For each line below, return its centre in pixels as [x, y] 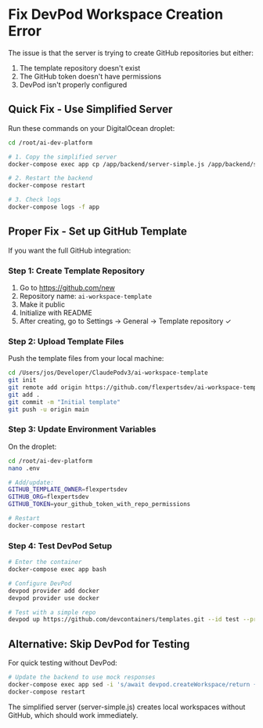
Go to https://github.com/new [67, 287]
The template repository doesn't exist [80, 67]
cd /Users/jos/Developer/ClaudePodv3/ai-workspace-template [108, 373]
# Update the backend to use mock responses [82, 677]
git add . [24, 395]
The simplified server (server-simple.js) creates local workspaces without [127, 707]
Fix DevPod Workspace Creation [116, 15]
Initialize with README [56, 312]
